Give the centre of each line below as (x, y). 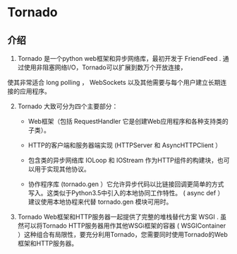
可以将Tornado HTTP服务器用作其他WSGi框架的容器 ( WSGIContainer (125, 226)
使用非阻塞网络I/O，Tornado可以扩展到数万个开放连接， (105, 67)
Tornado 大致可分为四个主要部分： (68, 106)
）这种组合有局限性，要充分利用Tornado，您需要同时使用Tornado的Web (122, 235)
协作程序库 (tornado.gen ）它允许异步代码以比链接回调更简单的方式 (126, 184)
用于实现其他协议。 (62, 169)
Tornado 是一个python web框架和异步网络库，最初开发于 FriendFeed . (119, 58)
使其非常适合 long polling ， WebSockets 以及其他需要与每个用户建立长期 (114, 82)
